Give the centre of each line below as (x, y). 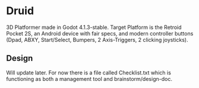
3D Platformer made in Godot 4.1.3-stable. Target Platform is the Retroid (94, 27)
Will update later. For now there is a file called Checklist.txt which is (89, 73)
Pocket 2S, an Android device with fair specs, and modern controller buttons (100, 33)
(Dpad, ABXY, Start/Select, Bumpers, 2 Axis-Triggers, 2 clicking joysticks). (97, 40)
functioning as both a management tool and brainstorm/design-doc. (89, 79)
